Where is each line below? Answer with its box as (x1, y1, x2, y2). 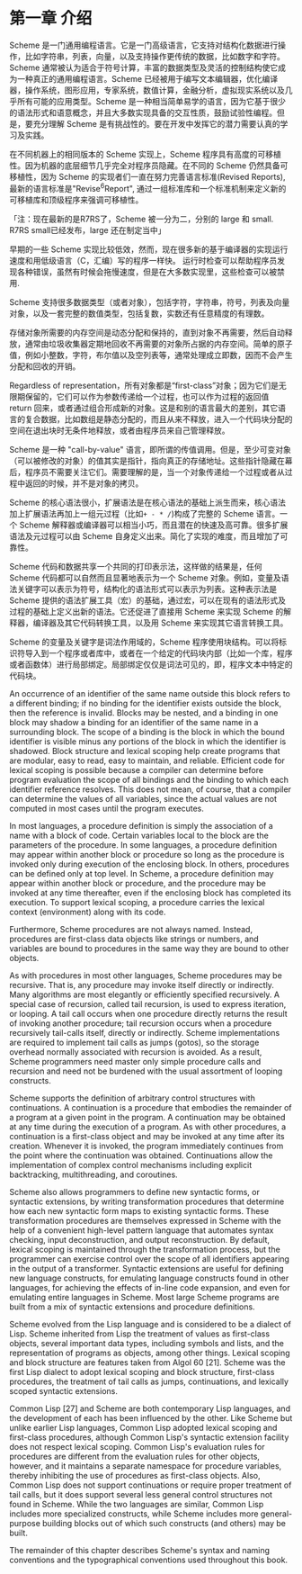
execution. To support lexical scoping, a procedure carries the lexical (9, 896, 265, 907)
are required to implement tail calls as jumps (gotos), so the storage (9, 1037, 260, 1048)
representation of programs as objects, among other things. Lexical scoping (9, 1347, 290, 1358)
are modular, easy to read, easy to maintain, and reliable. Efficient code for (9, 755, 286, 766)
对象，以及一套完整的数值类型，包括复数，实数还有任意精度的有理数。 (9, 308, 270, 319)
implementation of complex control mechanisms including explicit (9, 1159, 253, 1170)
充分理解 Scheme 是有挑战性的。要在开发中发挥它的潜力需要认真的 (32, 118, 280, 129)
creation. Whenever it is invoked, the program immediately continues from (9, 1140, 284, 1151)
